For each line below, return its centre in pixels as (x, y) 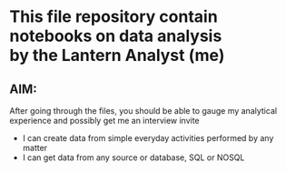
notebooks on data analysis (116, 36)
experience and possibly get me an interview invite (104, 121)
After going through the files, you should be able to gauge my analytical (143, 111)
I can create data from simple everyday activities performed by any (148, 138)
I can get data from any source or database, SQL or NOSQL (133, 157)
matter (35, 148)
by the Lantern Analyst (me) (117, 56)
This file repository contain (113, 17)
